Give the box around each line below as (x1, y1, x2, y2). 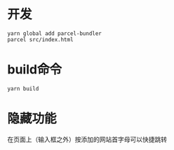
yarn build (7, 85, 39, 92)
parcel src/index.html (7, 36, 74, 43)
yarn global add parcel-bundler (7, 29, 102, 37)
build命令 (7, 62, 62, 78)
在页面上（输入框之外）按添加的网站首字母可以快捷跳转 (7, 135, 167, 144)
